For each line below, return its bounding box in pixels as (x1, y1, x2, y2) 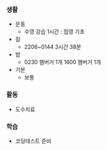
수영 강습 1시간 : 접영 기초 (24, 28, 85, 35)
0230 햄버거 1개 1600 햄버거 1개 (24, 59, 102, 66)
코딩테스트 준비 (15, 137, 52, 145)
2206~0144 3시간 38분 (24, 43, 81, 51)
